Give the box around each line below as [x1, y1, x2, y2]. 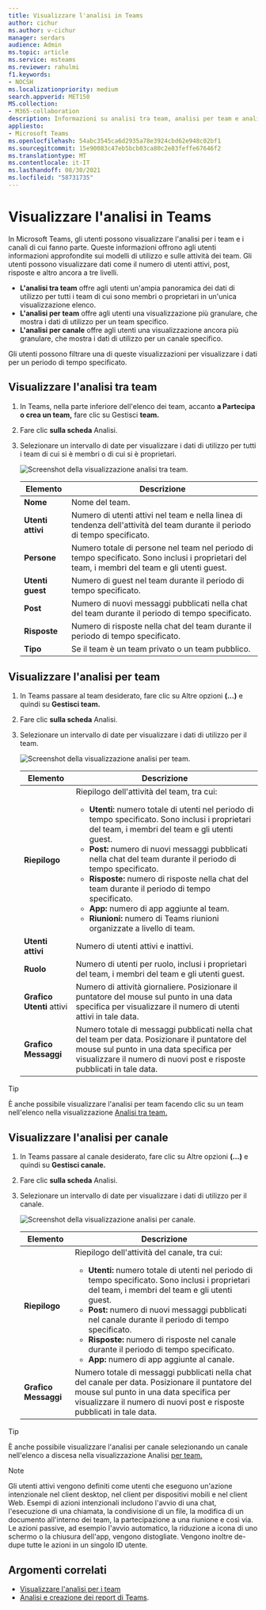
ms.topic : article [8, 48, 69, 56]
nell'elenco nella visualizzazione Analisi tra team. [8, 1107, 168, 1118]
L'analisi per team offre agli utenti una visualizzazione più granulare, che [19, 308, 258, 318]
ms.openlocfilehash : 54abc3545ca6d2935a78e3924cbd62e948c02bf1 [8, 136, 222, 145]
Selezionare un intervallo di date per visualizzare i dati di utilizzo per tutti [19, 441, 256, 450]
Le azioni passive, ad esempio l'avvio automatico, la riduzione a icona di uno [8, 1524, 258, 1533]
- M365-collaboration [8, 108, 80, 116]
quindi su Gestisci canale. [19, 1161, 106, 1170]
